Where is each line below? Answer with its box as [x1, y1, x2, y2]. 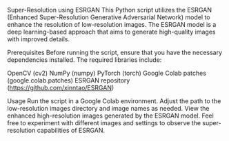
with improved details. [7, 35, 70, 43]
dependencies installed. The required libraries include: [7, 56, 162, 64]
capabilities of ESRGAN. [37, 127, 106, 134]
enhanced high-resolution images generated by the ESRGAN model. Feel [7, 111, 214, 120]
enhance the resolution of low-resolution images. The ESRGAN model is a [7, 21, 217, 28]
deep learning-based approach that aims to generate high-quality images [7, 28, 216, 36]
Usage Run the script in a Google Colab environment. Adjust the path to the [7, 97, 221, 105]
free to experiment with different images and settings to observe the [7, 119, 201, 127]
